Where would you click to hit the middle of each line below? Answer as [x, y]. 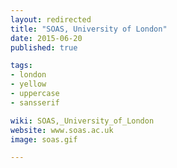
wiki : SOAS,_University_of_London [82, 121]
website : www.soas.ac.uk [62, 130]
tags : [21, 66]
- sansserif [35, 102]
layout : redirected [51, 19]
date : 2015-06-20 [46, 38]
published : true [44, 47]
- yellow [28, 84]
